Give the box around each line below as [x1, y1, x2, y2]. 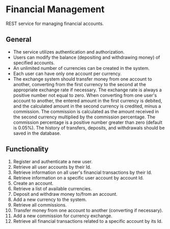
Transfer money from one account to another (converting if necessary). [13, 207, 163, 213]
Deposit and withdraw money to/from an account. [13, 191, 118, 197]
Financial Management [6, 4, 105, 15]
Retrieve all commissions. [13, 201, 67, 208]
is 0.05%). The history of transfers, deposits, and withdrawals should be [13, 124, 165, 131]
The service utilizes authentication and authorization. [13, 48, 125, 55]
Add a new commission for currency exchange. [13, 213, 112, 219]
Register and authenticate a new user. [13, 158, 93, 164]
